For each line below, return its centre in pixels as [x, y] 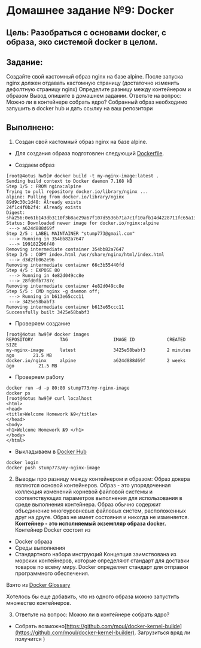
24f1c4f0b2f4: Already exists [44, 207]
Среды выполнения [40, 548]
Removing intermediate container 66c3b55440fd [65, 265]
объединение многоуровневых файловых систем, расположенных [100, 511]
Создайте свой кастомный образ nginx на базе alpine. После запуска [95, 77]
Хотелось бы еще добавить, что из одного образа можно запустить [93, 596]
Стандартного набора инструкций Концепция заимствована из [95, 554]
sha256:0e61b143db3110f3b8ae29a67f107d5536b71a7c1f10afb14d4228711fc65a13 [101, 218]
